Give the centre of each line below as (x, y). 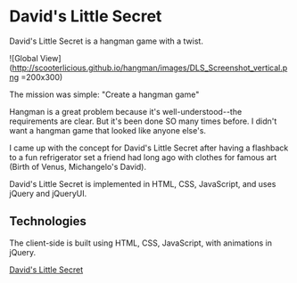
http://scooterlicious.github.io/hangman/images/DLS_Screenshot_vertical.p (150, 68)
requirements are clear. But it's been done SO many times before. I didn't (143, 121)
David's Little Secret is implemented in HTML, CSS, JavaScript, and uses (143, 183)
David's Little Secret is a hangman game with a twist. (106, 41)
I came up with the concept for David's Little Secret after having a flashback (149, 148)
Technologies (48, 221)
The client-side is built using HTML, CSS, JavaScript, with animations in (141, 243)
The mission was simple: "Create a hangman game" (104, 94)
